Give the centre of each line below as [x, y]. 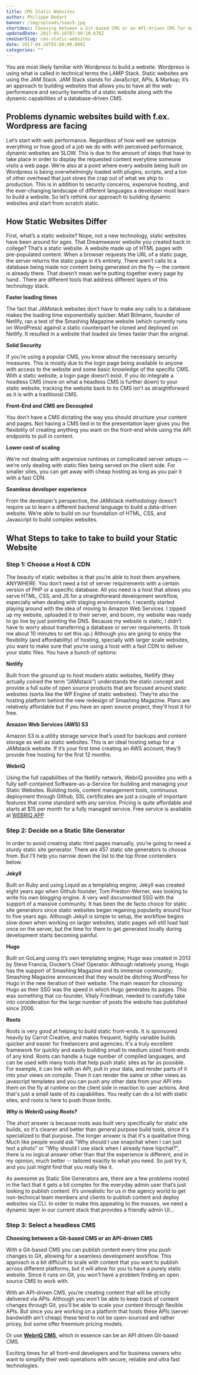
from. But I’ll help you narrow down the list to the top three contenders [91, 856]
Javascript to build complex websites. [52, 520]
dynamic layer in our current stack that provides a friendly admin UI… [90, 1210]
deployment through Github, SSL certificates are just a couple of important [97, 796]
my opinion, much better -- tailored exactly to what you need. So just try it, [97, 1161]
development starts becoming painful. [52, 935]
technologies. [23, 1366]
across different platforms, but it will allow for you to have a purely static [94, 1268]
